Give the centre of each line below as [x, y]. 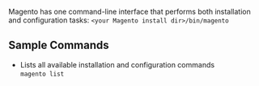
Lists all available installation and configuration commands [117, 64]
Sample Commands [59, 45]
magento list [42, 74]
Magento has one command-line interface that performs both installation [129, 12]
